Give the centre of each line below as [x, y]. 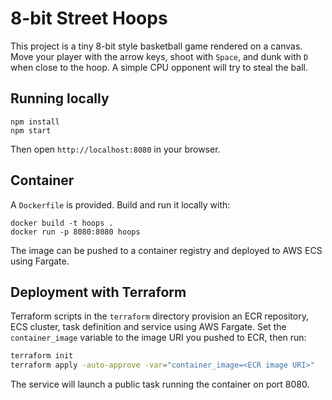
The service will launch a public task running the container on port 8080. [160, 384]
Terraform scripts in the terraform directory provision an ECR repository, [159, 316]
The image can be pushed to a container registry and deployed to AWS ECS [166, 250]
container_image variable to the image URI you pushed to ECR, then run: [158, 338]
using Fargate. [40, 261]
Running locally [60, 98]
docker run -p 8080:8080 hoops [75, 232]
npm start [31, 130]
